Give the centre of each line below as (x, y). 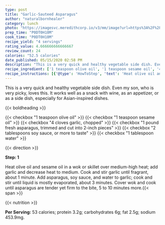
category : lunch (22, 23)
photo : (12, 28)
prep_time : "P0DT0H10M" (29, 32)
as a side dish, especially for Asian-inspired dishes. (57, 98)
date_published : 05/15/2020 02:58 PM (44, 60)
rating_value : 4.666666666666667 (39, 46)
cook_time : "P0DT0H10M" (29, 37)
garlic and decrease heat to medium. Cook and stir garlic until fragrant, (77, 172)
